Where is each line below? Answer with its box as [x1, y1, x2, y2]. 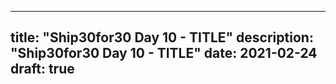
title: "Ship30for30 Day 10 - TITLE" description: [10, 29, 314, 46]
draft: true [10, 61, 75, 78]
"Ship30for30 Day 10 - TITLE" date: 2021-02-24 [10, 45, 318, 62]
